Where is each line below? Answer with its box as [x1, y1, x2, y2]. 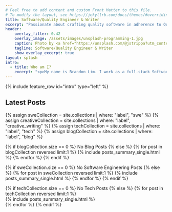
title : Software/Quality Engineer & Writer [5, 17, 100, 22]
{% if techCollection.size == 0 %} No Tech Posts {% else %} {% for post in [5, 185, 164, 191]
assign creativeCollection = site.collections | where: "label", [5, 117, 131, 123]
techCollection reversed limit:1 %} [5, 190, 77, 197]
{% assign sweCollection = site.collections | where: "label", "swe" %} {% [5, 112, 159, 118]
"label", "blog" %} [5, 134, 43, 140]
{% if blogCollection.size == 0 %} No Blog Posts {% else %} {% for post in [5, 143, 163, 150]
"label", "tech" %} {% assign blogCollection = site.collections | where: [5, 128, 153, 134]
